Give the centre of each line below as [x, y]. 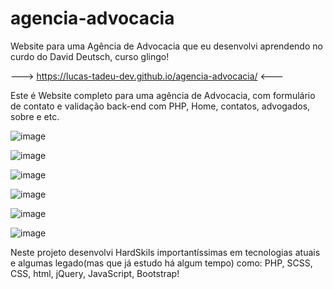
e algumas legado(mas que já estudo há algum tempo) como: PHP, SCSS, [161, 263]
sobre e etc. [35, 116]
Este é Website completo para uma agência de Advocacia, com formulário [163, 95]
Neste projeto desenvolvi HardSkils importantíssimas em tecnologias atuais [165, 252]
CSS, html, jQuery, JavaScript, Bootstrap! [95, 273]
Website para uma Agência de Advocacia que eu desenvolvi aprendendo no [166, 46]
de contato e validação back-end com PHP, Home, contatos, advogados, [160, 106]
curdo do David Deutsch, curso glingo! [90, 56]
